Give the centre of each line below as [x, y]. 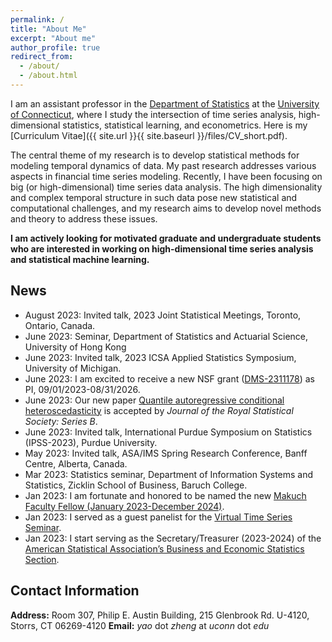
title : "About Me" [48, 29]
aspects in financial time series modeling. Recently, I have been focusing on [166, 176]
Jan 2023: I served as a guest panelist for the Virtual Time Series [158, 517]
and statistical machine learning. [80, 259]
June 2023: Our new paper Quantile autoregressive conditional [154, 400]
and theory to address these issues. [84, 218]
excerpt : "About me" [53, 38]
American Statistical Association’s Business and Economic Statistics [164, 548]
